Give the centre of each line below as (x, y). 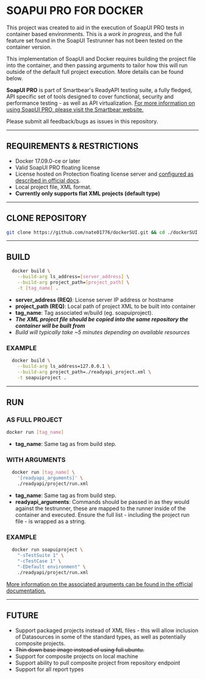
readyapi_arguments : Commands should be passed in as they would (102, 502)
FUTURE (22, 616)
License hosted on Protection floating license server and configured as (104, 174)
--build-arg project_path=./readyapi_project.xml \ (84, 372)
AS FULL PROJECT (34, 420)
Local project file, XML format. (53, 187)
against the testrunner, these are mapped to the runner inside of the (100, 508)
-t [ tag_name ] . (38, 288)
